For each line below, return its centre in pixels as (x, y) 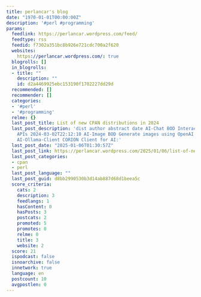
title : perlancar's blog (37, 12)
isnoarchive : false (36, 262)
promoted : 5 (32, 223)
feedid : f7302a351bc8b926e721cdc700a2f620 (65, 46)
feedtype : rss (29, 40)
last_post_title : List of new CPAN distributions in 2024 (86, 123)
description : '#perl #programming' (51, 23)
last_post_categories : (40, 156)
